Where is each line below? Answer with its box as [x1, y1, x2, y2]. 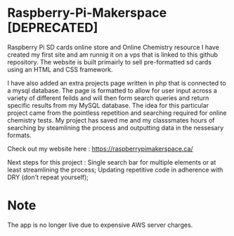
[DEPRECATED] [7, 20, 98, 36]
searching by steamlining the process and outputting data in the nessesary [7, 123, 224, 132]
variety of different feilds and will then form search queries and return [7, 93, 209, 102]
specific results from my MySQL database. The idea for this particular [7, 101, 209, 109]
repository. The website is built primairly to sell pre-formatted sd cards [7, 57, 212, 66]
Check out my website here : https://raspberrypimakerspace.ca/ [7, 144, 193, 153]
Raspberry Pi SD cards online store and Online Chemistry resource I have [7, 43, 219, 51]
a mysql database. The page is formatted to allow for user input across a [7, 86, 218, 95]
